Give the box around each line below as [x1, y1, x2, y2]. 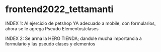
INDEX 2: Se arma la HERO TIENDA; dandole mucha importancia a [5, 35, 142, 41]
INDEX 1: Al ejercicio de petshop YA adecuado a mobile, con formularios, [5, 20, 156, 26]
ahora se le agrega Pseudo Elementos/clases [5, 25, 99, 31]
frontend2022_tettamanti [5, 4, 114, 15]
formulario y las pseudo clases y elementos [5, 40, 96, 46]
